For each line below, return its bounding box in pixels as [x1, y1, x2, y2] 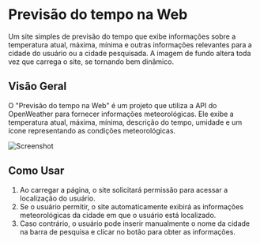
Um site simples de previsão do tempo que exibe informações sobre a [8, 32, 236, 41]
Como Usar [8, 164, 65, 178]
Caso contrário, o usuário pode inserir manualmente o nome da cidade [19, 219, 251, 228]
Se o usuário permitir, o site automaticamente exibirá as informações [19, 201, 243, 211]
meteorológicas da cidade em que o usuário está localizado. [19, 210, 217, 220]
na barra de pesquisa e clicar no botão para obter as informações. [19, 227, 236, 236]
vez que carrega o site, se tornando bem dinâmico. [8, 57, 175, 66]
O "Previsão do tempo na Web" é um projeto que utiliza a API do [8, 100, 217, 110]
